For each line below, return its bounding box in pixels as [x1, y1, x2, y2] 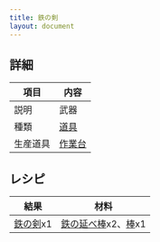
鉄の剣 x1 [14, 218, 52, 230]
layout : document [9, 22, 75, 31]
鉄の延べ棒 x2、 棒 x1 [61, 218, 146, 230]
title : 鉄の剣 [9, 13, 59, 23]
